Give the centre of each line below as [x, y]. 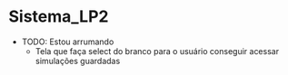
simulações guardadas [78, 61]
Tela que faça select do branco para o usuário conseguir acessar [157, 51]
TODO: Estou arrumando [68, 42]
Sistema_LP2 [59, 17]
